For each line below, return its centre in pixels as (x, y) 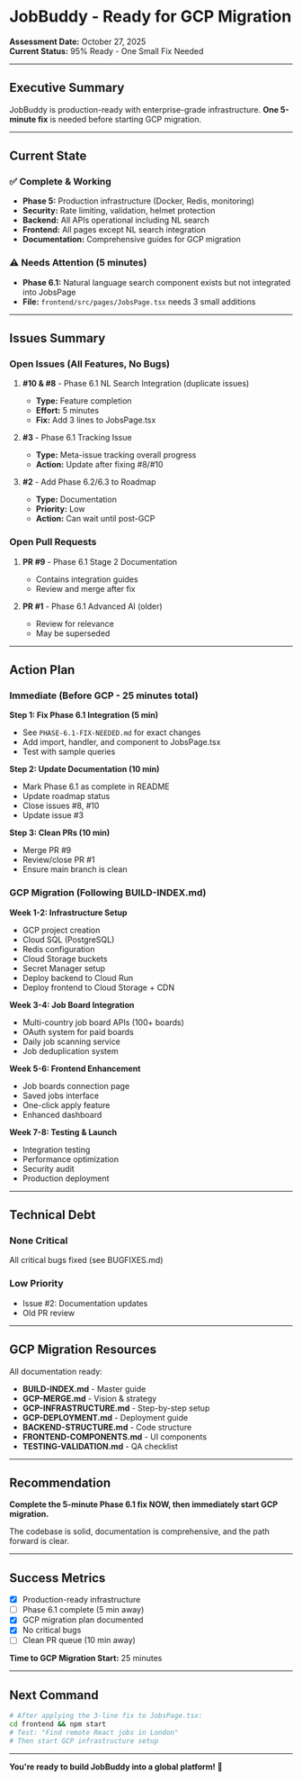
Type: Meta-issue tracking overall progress (116, 455)
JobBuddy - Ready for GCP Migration (151, 17)
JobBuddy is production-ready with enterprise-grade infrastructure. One (144, 109)
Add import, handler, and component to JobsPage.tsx (121, 742)
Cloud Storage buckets (65, 959)
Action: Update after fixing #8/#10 (99, 465)
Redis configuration (58, 949)
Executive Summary (67, 88)
